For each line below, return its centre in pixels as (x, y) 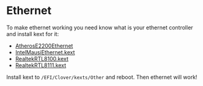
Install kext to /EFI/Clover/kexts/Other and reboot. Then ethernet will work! (102, 77)
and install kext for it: (33, 34)
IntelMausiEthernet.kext (45, 52)
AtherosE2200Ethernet (44, 46)
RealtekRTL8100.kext (42, 59)
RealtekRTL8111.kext (41, 65)
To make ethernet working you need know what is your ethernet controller (100, 27)
